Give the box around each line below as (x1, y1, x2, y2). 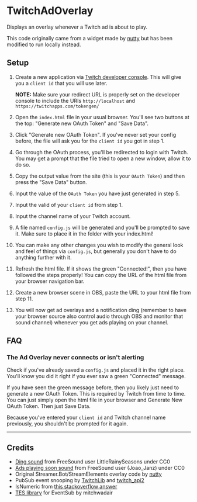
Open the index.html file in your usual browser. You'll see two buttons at (15, 113, 189, 120)
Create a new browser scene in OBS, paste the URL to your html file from (15, 289, 191, 296)
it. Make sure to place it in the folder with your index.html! (15, 230, 154, 237)
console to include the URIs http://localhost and (15, 97, 136, 104)
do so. (15, 161, 31, 168)
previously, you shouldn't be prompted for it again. (6, 420, 128, 427)
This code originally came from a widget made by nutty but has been (6, 34, 173, 41)
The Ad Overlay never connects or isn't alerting (6, 354, 144, 362)
